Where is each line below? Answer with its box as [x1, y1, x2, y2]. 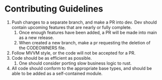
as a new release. [18, 35, 54, 40]
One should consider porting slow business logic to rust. [18, 60, 132, 66]
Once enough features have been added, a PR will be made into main [18, 29, 157, 35]
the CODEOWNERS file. [18, 45, 66, 51]
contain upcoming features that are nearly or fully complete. [11, 24, 132, 30]
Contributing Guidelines [4, 3, 103, 14]
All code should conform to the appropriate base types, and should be [11, 65, 152, 71]
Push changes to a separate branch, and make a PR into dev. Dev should [11, 19, 157, 25]
